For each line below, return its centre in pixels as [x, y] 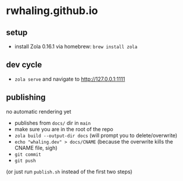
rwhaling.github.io [52, 11]
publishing [26, 98]
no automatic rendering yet [39, 111]
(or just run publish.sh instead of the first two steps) [69, 172]
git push [25, 160]
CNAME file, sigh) [36, 148]
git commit [28, 154]
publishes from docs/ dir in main [53, 123]
